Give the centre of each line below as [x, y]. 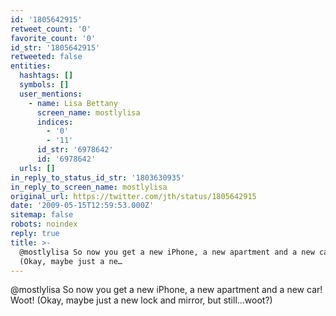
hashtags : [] [46, 76]
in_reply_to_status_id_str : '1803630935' [98, 177]
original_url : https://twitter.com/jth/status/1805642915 [133, 196]
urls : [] [37, 168]
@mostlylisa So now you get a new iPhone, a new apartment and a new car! [166, 290]
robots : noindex [44, 224]
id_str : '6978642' [75, 150]
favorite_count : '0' [53, 38]
